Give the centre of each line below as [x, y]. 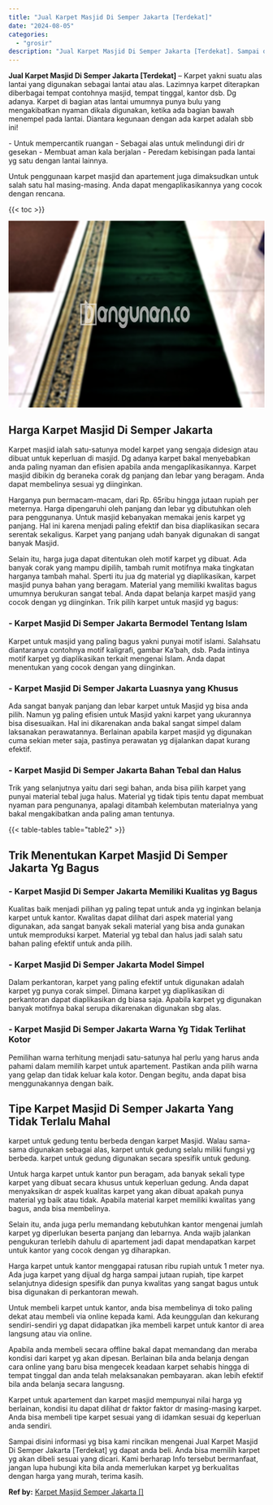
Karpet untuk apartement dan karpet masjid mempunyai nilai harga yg [125, 1400]
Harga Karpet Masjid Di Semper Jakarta [111, 430]
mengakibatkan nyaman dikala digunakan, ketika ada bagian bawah [121, 111]
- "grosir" [34, 43]
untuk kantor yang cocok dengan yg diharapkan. [90, 1250]
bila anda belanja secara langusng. [67, 1385]
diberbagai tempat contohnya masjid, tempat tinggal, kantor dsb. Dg [123, 93]
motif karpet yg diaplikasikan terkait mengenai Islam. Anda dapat [117, 658]
